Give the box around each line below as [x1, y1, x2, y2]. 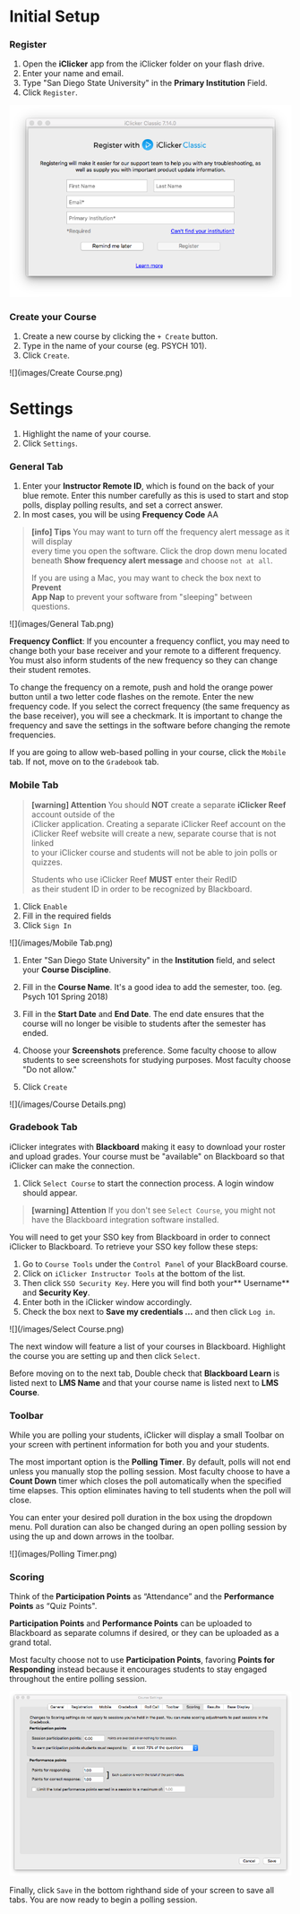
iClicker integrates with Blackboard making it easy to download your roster [9, 1141, 286, 1152]
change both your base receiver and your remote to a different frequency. [9, 646, 282, 657]
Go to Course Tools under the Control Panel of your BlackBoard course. [21, 1258, 288, 1269]
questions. [30, 601, 71, 612]
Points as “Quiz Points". [9, 1601, 98, 1612]
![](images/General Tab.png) [9, 619, 115, 630]
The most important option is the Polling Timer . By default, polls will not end [9, 1457, 291, 1467]
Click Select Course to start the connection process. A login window [21, 1178, 275, 1188]
